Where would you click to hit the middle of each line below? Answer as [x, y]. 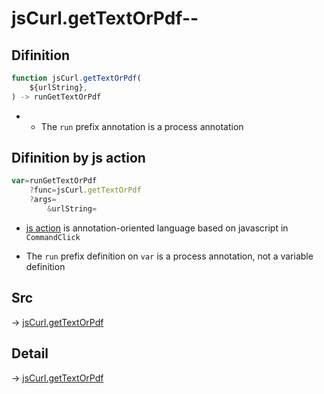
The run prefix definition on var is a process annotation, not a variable [169, 256]
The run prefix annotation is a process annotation [142, 126]
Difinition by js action [78, 158]
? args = [43, 200]
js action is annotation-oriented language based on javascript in [157, 228]
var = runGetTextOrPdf [54, 181]
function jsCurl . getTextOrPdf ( [76, 78]
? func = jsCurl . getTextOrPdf [85, 190]
